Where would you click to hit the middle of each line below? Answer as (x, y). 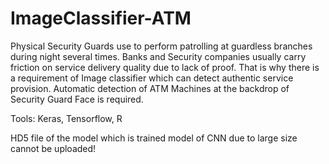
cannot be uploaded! (53, 148)
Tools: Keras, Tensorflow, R (66, 118)
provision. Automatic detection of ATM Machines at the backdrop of (150, 88)
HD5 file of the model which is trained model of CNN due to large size (154, 138)
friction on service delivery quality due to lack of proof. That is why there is (165, 67)
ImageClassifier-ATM (101, 18)
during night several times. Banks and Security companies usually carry (158, 56)
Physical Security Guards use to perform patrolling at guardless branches (161, 46)
